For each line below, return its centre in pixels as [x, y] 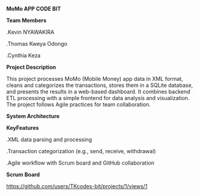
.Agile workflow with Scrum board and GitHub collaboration [80, 163]
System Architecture [33, 116]
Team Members [26, 20]
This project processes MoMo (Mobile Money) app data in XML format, [95, 79]
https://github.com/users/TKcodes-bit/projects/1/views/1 [77, 186]
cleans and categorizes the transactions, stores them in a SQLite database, [100, 85]
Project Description [31, 67]
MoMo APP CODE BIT [34, 9]
